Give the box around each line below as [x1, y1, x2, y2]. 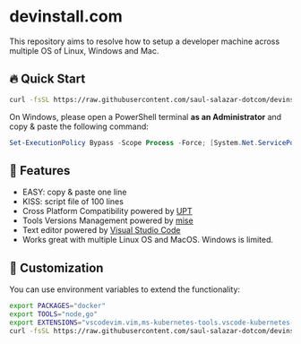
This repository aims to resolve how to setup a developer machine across [9, 36, 280, 47]
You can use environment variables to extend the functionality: [9, 284, 240, 295]
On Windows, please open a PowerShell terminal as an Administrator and [9, 111, 282, 122]
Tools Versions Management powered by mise [21, 215, 194, 226]
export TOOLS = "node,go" [9, 310, 99, 319]
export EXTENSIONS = [9, 318, 82, 327]
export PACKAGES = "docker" [9, 302, 106, 311]
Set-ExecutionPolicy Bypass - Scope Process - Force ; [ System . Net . [9, 138, 258, 147]
